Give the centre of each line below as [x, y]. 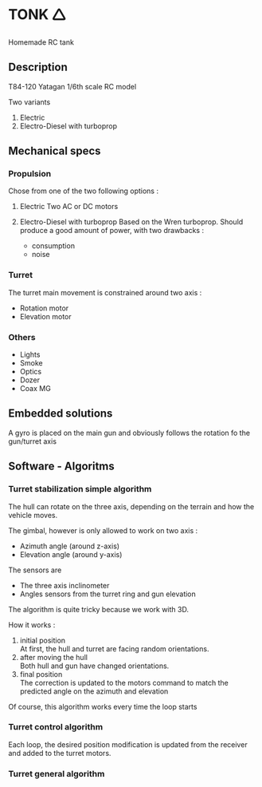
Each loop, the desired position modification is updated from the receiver [128, 744]
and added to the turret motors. [60, 753]
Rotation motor [44, 308]
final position [41, 674]
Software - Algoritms [62, 467]
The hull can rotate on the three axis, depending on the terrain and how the [131, 506]
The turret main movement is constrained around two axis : [105, 292]
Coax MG [35, 389]
